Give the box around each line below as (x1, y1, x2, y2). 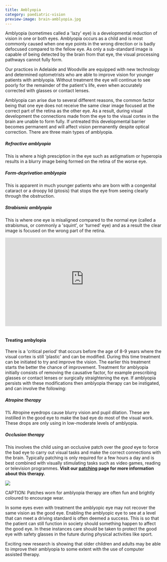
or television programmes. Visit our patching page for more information (5, 465, 154, 471)
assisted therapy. (5, 551, 41, 557)
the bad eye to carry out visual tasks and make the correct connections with (5, 449, 161, 455)
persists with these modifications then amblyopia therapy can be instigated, (5, 380, 161, 386)
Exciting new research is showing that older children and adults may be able (5, 541, 161, 547)
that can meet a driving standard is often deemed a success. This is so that (5, 515, 159, 521)
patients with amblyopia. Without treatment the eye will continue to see (5, 77, 151, 83)
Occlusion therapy (5, 431, 45, 437)
